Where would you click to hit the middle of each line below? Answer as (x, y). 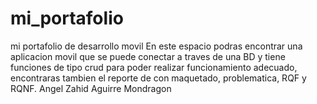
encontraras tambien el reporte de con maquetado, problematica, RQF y (158, 78)
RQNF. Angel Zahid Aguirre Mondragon (91, 88)
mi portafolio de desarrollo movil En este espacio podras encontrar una (156, 46)
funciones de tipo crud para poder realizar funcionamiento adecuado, (154, 67)
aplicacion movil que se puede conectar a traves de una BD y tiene (148, 56)
